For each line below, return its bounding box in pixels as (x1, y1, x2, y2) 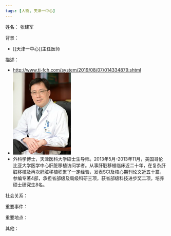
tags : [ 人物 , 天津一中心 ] (5, 8, 55, 13)
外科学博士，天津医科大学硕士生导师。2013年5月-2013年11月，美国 (12, 156, 154, 162)
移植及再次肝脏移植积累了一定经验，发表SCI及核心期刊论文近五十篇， (17, 169, 164, 175)
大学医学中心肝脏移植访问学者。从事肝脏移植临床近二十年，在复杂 (22, 162, 162, 168)
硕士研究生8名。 (12, 181, 48, 188)
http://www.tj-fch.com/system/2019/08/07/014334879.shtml (12, 67, 141, 73)
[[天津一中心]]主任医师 (12, 45, 61, 51)
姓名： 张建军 (5, 24, 34, 30)
